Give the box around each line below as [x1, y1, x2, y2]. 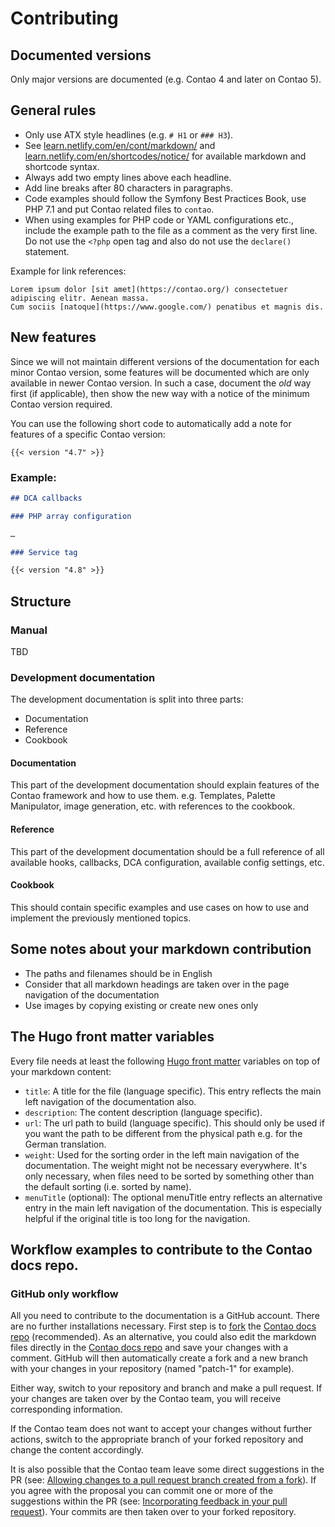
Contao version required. [10, 398, 113, 410]
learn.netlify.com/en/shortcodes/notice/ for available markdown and [24, 150, 307, 162]
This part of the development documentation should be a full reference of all [10, 845, 325, 857]
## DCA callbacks [10, 493, 83, 503]
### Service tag [10, 547, 78, 557]
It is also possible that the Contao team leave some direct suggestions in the [10, 1463, 325, 1476]
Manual [10, 623, 48, 637]
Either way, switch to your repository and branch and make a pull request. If [10, 1382, 323, 1394]
